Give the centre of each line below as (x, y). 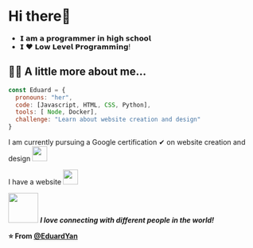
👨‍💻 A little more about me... (78, 72)
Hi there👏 (40, 16)
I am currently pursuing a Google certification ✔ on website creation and (127, 142)
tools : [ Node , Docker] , (56, 112)
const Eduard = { (37, 90)
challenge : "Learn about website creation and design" (108, 120)
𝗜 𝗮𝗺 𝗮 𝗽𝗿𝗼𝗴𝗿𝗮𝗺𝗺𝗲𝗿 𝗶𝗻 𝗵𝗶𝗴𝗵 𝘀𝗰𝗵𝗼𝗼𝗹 (85, 38)
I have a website (35, 182)
